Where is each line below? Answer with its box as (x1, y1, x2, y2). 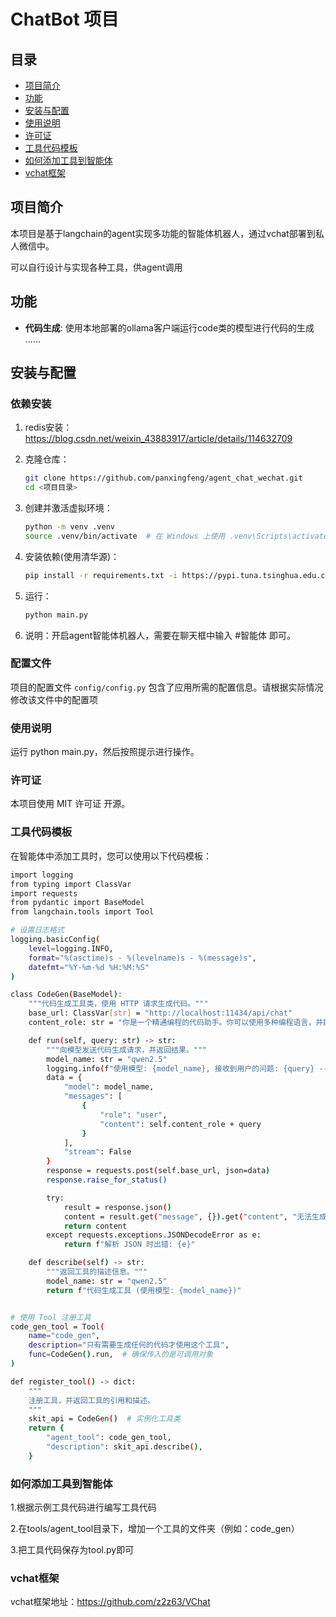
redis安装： (24, 421, 73, 434)
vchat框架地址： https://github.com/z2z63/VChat (10, 1596, 211, 1608)
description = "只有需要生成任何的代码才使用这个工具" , (28, 1340, 230, 1350)
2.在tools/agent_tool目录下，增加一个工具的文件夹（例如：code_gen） (10, 1523, 300, 1535)
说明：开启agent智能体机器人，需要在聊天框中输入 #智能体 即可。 (24, 629, 296, 641)
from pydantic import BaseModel (10, 898, 145, 908)
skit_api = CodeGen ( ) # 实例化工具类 (28, 1414, 181, 1424)
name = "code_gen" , (28, 1331, 101, 1341)
